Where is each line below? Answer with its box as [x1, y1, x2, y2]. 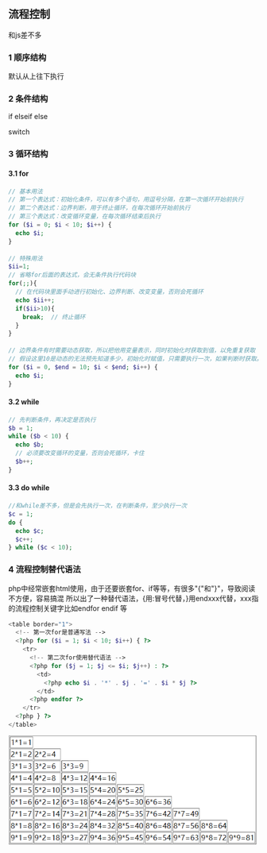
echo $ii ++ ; [15, 296, 56, 304]
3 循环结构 [8, 149, 48, 160]
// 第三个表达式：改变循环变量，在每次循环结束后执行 [8, 213, 161, 221]
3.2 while [8, 397, 40, 407]
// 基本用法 [8, 187, 44, 195]
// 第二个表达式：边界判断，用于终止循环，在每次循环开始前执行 [8, 204, 191, 212]
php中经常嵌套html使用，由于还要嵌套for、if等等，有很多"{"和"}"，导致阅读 [8, 583, 256, 593]
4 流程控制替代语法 [8, 564, 81, 575]
